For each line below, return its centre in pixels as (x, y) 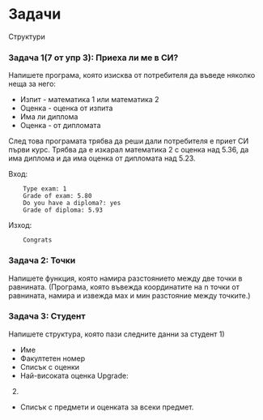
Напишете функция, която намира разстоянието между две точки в (125, 278)
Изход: (20, 225)
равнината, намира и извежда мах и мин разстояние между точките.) (129, 295)
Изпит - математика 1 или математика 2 (89, 100)
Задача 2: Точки (42, 260)
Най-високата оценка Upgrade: (74, 375)
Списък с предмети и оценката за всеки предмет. (107, 407)
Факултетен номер (53, 358)
